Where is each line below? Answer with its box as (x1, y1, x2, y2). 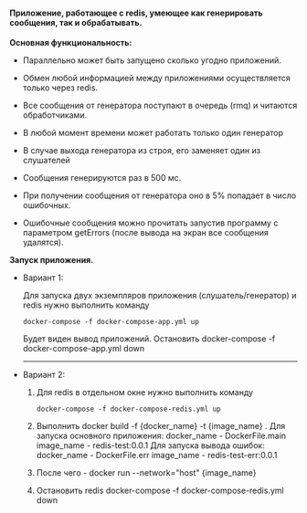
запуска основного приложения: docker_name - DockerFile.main (36, 430, 286, 442)
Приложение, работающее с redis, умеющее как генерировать (9, 7, 263, 18)
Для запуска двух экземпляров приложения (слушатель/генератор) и (22, 290, 297, 301)
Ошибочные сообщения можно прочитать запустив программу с (22, 217, 279, 228)
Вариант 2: (22, 370, 66, 381)
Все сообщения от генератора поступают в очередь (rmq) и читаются (22, 100, 298, 111)
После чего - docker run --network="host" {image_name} (36, 467, 258, 478)
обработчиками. (22, 110, 88, 120)
